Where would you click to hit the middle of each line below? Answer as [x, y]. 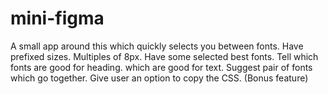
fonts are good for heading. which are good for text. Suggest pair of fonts [161, 67]
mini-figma [57, 18]
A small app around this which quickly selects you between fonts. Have [157, 46]
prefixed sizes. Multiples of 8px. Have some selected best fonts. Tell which [164, 56]
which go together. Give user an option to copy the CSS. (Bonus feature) [159, 78]
